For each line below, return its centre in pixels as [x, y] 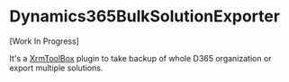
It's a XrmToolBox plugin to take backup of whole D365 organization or [140, 58]
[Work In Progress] [44, 41]
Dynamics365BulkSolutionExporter [145, 16]
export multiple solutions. [56, 68]
